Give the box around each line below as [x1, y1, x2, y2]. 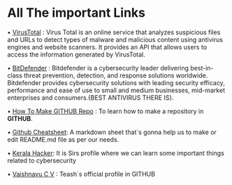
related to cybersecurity [7, 156, 77, 165]
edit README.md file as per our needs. [7, 135, 119, 144]
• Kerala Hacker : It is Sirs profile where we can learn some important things [7, 149, 225, 157]
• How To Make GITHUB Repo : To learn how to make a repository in [7, 107, 204, 115]
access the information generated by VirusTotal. [7, 50, 145, 59]
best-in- [190, 64, 215, 72]
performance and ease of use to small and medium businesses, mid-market [7, 86, 226, 94]
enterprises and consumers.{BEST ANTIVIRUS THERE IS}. [7, 93, 175, 102]
